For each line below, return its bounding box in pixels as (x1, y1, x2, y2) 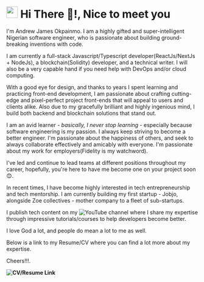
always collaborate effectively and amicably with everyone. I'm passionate (6, 140, 193, 148)
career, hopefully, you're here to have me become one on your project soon (6, 165, 196, 173)
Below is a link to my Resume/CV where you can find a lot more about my (6, 239, 191, 246)
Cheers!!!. (6, 257, 31, 264)
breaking (6, 40, 29, 48)
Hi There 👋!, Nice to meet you (20, 7, 171, 21)
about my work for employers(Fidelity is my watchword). (6, 147, 148, 154)
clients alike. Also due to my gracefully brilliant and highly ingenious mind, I (6, 103, 195, 110)
